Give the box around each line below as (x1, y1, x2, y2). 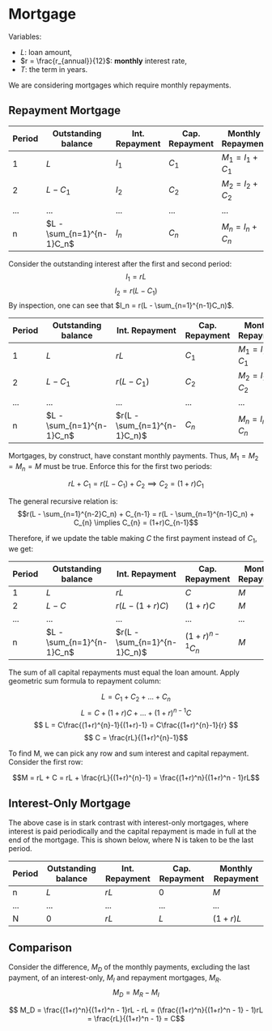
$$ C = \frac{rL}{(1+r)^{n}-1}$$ (83, 733, 189, 743)
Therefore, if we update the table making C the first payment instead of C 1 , (8, 534, 257, 545)
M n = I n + (221, 221, 257, 234)
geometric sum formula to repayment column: (8, 676, 162, 686)
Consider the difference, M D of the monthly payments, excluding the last (8, 962, 250, 973)
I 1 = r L (125, 271, 147, 283)
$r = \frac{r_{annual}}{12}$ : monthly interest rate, (19, 56, 188, 66)
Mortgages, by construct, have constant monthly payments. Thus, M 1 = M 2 (8, 450, 259, 462)
